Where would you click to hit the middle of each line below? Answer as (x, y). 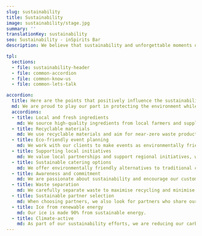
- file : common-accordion (44, 73)
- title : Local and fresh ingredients (60, 117)
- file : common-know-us (41, 79)
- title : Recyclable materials (51, 129)
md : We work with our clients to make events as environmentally (101, 146)
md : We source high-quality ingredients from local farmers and (99, 123)
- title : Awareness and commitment (56, 173)
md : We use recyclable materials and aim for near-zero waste (96, 134)
